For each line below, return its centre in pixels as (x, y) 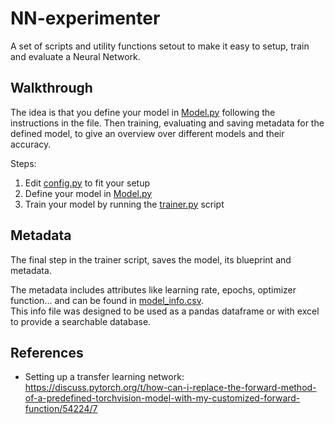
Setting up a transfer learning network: (104, 377)
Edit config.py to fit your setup (87, 183)
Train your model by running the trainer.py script (124, 204)
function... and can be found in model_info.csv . (107, 300)
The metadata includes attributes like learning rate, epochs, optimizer (153, 289)
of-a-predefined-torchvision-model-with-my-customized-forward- (162, 398)
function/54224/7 (61, 409)
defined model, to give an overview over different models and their (147, 133)
